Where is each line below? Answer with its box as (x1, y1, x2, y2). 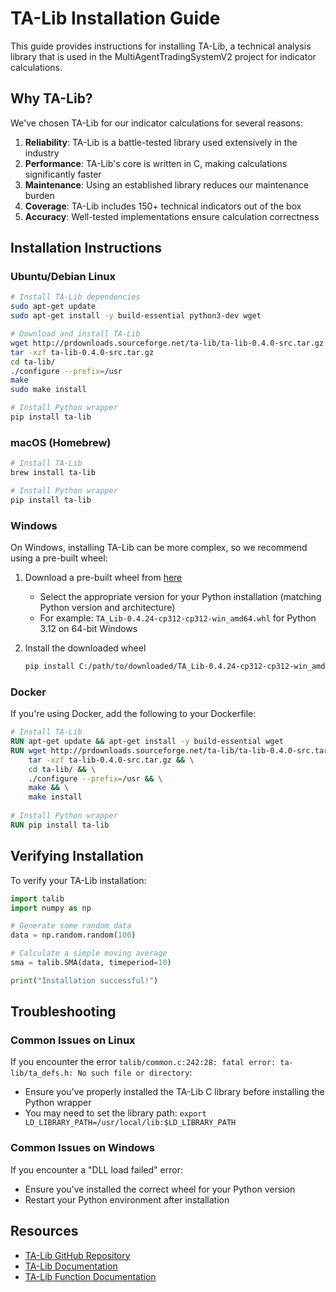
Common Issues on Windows (10, 1141, 155, 1155)
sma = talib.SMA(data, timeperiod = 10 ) (10, 958, 172, 968)
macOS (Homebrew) (10, 435, 112, 449)
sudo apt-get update (10, 302, 97, 312)
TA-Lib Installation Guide (10, 7, 221, 30)
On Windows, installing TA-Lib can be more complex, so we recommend (10, 542, 308, 554)
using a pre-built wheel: (10, 552, 108, 564)
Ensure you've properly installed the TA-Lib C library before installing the (24, 1086, 325, 1098)
